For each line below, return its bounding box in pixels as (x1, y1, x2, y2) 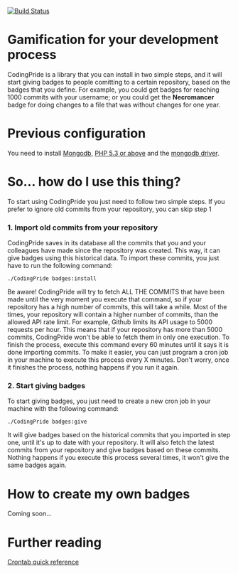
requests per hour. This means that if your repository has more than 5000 (7, 326, 222, 334)
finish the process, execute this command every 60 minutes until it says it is (7, 341, 229, 349)
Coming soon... (7, 509, 52, 518)
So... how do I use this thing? (7, 174, 181, 190)
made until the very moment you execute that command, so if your (7, 295, 202, 304)
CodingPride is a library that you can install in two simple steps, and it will (7, 70, 222, 78)
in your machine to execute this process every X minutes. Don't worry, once (7, 355, 229, 364)
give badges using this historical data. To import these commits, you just (7, 254, 220, 262)
